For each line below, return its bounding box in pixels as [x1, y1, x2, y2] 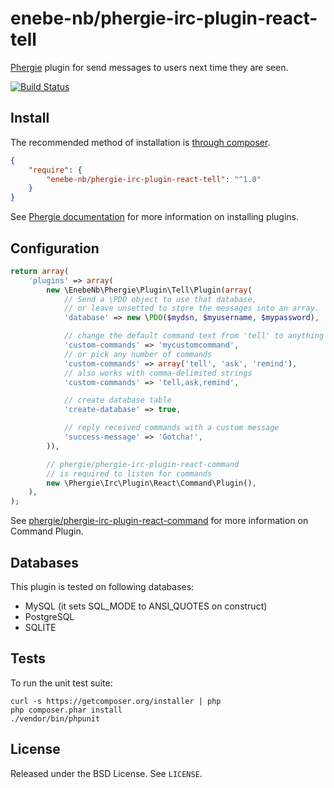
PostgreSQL [24, 611, 75, 622]
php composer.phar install [10, 705, 123, 715]
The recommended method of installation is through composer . [10, 136, 271, 148]
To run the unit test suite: [10, 677, 113, 689]
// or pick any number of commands [63, 349, 213, 359]
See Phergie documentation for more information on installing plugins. [10, 211, 300, 223]
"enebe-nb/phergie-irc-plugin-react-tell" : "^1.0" [46, 174, 262, 184]
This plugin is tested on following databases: [10, 581, 195, 592]
